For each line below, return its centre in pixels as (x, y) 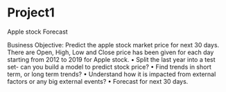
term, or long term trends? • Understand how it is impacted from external (112, 74)
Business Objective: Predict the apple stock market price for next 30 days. (113, 45)
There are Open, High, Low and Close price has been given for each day (111, 52)
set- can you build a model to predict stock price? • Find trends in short (109, 67)
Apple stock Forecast (37, 32)
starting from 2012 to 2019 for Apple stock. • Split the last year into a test (112, 59)
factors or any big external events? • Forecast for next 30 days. (98, 81)
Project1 (31, 13)
